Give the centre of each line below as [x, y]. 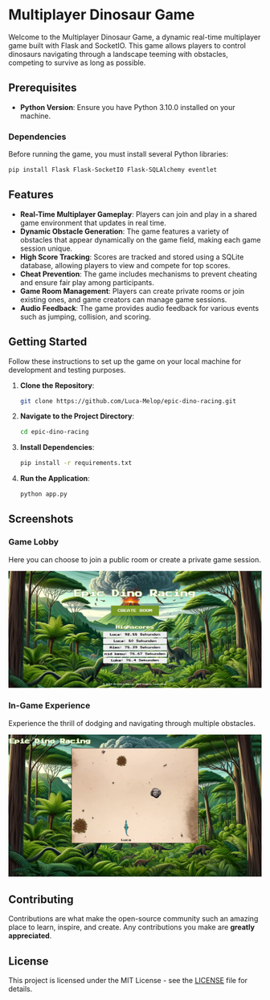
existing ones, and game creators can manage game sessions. [123, 300]
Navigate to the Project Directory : [77, 416]
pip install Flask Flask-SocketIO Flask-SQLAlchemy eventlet [113, 170]
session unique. [46, 248]
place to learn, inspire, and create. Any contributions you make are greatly [132, 927]
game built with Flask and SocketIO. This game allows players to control [127, 45]
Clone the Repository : [57, 385]
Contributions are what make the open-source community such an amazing [133, 919]
